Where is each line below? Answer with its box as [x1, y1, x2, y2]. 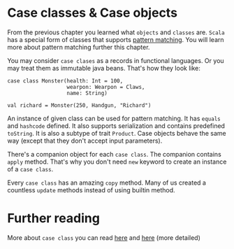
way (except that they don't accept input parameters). [7, 136, 163, 145]
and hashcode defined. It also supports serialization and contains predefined [7, 121, 226, 130]
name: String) [66, 90, 108, 97]
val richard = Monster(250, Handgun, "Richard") [7, 101, 152, 109]
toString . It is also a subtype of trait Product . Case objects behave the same [7, 129, 226, 137]
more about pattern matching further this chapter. [7, 43, 150, 51]
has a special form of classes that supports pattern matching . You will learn [7, 35, 224, 43]
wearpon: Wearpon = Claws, [66, 83, 145, 90]
